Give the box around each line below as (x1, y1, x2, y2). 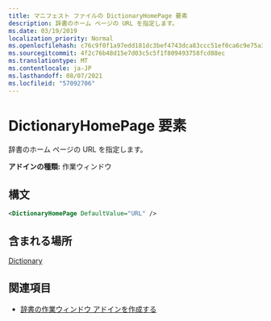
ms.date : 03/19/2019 (8, 27, 78, 35)
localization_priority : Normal (8, 34, 114, 43)
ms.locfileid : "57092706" (8, 79, 95, 87)
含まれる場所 (8, 234, 73, 248)
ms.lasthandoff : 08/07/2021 (8, 72, 103, 80)
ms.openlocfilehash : (8, 42, 78, 50)
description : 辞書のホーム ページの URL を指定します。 (8, 19, 179, 27)
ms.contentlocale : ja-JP (8, 65, 92, 73)
